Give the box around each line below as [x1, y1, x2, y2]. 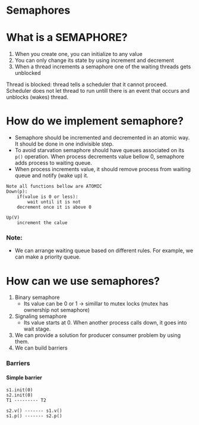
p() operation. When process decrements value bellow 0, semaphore [14, 153, 184, 160]
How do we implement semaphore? [6, 114, 184, 128]
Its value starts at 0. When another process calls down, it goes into [23, 319, 187, 326]
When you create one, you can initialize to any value [14, 51, 143, 58]
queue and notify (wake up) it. [14, 172, 89, 179]
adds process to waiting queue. [14, 159, 92, 166]
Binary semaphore [14, 294, 60, 301]
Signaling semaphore [14, 313, 67, 320]
